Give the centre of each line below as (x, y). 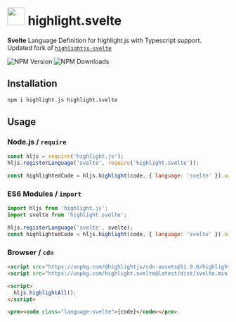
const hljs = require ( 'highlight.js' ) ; (66, 156)
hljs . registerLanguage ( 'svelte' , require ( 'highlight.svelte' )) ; (103, 163)
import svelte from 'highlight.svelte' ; (67, 215)
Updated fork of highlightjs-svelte (60, 48)
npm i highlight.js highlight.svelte (63, 100)
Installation (32, 83)
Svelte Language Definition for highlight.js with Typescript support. (105, 40)
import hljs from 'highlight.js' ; (58, 209)
